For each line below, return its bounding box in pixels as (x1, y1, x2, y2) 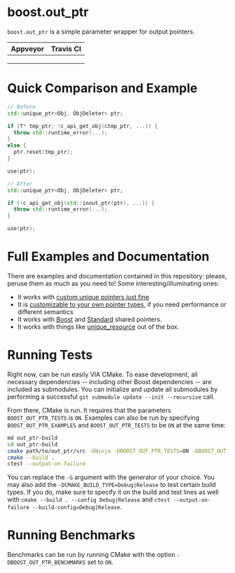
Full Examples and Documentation (7, 249, 210, 264)
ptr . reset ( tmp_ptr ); (13, 148, 73, 156)
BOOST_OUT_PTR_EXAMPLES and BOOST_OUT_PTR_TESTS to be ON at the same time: (7, 420, 226, 429)
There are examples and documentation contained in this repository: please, (7, 271, 227, 280)
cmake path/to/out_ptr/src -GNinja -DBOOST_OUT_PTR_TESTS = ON (7, 447, 190, 455)
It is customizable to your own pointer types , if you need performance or (17, 300, 227, 309)
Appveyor (10, 43, 45, 53)
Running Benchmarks (7, 528, 136, 543)
